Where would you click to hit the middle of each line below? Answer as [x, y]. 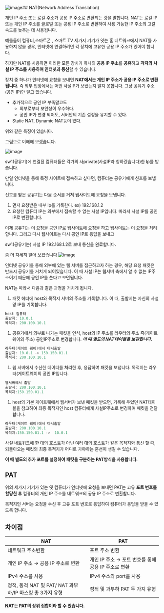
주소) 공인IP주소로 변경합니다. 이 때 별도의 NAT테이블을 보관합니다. [89, 339]
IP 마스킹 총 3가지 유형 [38, 593]
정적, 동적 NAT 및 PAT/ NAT [38, 586]
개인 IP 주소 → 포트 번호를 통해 [123, 560]
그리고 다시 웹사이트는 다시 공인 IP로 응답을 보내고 [67, 234]
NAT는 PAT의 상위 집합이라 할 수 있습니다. [45, 606]
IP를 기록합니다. [32, 305]
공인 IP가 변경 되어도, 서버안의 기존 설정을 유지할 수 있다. [73, 115]
